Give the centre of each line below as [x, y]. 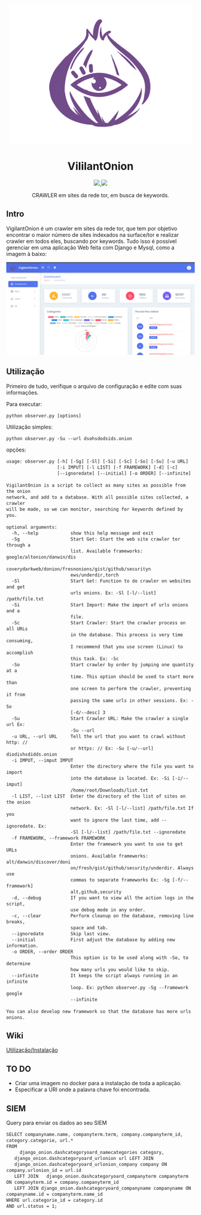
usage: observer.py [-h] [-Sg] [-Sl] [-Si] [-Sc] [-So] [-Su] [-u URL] [97, 461]
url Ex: [16, 724]
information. [22, 946]
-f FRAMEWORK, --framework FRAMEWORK [59, 838]
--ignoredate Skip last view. [61, 934]
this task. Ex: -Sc [95, 659]
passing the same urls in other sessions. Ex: [129, 700]
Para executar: [24, 404]
